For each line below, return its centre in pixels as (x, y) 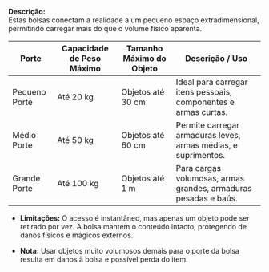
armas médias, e (207, 145)
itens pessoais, (204, 92)
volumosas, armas (210, 178)
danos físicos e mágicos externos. (76, 235)
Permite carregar (208, 125)
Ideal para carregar (212, 82)
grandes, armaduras (214, 188)
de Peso (85, 58)
